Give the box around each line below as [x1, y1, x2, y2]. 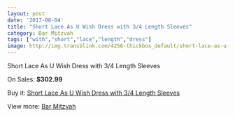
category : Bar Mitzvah [7, 29, 73, 37]
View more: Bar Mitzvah [7, 102, 76, 110]
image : [7, 42, 27, 49]
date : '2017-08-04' [7, 17, 64, 24]
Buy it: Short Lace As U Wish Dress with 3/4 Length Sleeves [7, 88, 180, 97]
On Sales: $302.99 [7, 75, 63, 84]
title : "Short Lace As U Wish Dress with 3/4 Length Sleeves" [7, 23, 192, 30]
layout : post [7, 10, 45, 17]
